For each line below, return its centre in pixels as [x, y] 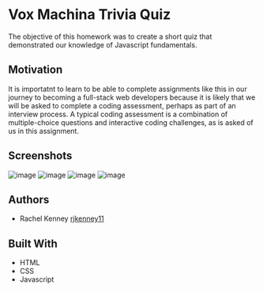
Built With [33, 243]
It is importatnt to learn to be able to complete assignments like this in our [128, 89]
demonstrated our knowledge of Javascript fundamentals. [103, 44]
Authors [29, 199]
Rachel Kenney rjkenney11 [62, 218]
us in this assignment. [43, 131]
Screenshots [40, 156]
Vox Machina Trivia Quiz [90, 15]
